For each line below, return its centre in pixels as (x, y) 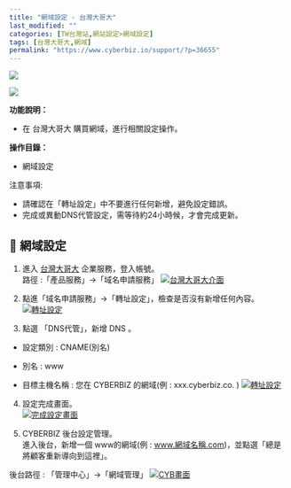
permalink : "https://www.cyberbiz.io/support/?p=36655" (114, 50)
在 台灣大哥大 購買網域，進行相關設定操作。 (102, 128)
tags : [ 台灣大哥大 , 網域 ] (50, 42)
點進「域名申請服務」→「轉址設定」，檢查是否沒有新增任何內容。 (141, 298)
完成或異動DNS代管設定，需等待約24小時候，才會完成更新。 (132, 215)
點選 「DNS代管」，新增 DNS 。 (79, 328)
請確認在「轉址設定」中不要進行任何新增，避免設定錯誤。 (127, 204)
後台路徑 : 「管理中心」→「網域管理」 (79, 474)
